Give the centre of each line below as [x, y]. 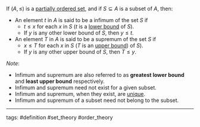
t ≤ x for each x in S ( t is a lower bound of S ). [79, 27]
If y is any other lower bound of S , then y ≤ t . [79, 33]
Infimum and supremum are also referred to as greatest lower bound [99, 75]
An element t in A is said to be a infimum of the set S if [81, 20]
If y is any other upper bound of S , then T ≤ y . [80, 52]
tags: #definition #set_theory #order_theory [60, 117]
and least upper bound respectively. [60, 81]
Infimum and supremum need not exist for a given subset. [85, 88]
